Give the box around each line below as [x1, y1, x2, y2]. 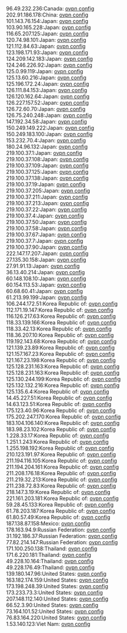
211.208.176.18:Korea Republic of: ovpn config [6, 470, 116, 476]
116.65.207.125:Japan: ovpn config [6, 30, 89, 37]
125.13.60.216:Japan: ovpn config [6, 74, 87, 81]
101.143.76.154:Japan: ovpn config [6, 18, 89, 24]
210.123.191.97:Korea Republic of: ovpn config [6, 451, 116, 457]
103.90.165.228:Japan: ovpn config [6, 24, 91, 31]
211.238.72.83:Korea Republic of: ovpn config [6, 482, 116, 489]
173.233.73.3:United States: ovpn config [6, 589, 103, 596]
